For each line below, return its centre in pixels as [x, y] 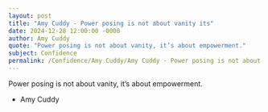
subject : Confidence [43, 53]
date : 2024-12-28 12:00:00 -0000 [64, 31]
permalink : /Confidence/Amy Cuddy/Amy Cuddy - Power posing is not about [135, 61]
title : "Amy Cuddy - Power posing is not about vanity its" [111, 23]
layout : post [30, 16]
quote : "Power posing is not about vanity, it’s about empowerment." [128, 46]
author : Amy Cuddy [39, 38]
